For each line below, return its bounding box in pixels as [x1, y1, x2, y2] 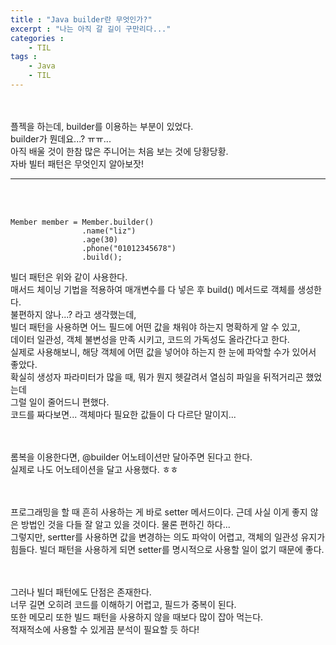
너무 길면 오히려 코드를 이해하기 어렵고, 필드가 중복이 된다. [10, 598, 237, 610]
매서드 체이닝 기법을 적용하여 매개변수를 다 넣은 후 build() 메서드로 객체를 [10, 283, 296, 295]
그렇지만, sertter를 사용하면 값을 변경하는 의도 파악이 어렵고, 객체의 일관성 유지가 [10, 531, 326, 543]
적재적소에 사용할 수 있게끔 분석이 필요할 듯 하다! [10, 623, 200, 635]
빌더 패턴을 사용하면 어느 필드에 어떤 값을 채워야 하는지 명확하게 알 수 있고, [10, 321, 301, 333]
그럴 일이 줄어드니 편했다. [10, 396, 110, 408]
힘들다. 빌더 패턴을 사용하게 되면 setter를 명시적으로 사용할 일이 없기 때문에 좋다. [10, 543, 325, 555]
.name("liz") [81, 226, 137, 236]
